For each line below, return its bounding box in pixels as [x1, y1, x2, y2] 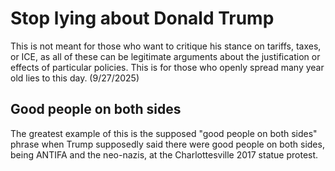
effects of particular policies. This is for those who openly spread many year [10, 61, 325, 73]
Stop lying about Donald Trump [10, 7, 275, 30]
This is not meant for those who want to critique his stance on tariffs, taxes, [10, 40, 322, 52]
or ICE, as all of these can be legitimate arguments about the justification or [10, 50, 321, 62]
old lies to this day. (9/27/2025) [10, 72, 140, 84]
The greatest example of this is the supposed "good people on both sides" [10, 127, 318, 139]
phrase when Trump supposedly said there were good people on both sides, [10, 138, 325, 150]
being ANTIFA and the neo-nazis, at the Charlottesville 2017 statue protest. [10, 148, 319, 161]
